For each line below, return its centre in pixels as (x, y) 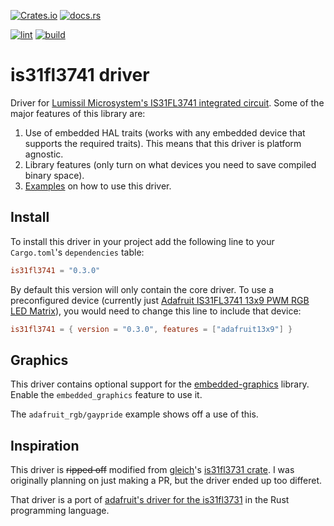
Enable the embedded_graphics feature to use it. (106, 395)
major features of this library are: (78, 113)
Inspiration (45, 445)
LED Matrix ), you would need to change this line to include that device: (156, 311)
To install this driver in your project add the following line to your (142, 241)
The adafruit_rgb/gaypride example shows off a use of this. (134, 414)
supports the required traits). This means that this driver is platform (163, 143)
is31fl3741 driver (80, 75)
